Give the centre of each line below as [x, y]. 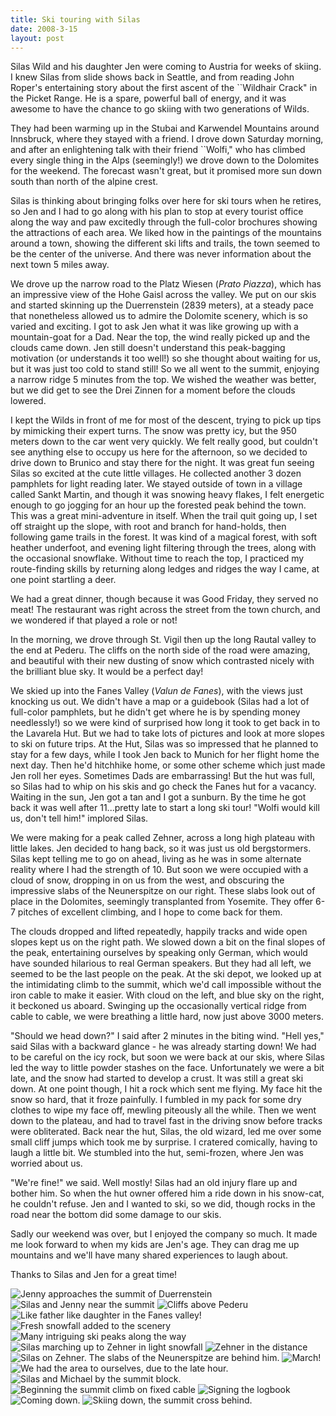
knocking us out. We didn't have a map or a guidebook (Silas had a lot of [160, 702]
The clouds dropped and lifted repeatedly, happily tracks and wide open [159, 932]
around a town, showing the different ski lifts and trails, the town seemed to [165, 243]
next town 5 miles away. [60, 265]
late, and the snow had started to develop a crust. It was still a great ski [157, 1078]
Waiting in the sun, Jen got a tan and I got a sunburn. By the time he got [158, 797]
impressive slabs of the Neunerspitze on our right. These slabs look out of [163, 891]
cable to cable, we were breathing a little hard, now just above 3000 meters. [167, 1017]
